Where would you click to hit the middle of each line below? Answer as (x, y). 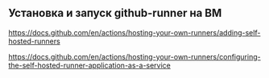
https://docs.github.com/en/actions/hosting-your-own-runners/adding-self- (134, 32)
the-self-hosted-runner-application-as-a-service (90, 65)
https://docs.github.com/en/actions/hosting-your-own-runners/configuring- (134, 56)
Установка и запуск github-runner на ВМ (115, 13)
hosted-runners (34, 41)
